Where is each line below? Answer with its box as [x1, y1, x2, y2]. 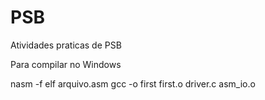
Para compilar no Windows [10, 58, 122, 70]
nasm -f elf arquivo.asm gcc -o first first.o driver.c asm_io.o [10, 77, 256, 90]
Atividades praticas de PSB [10, 39, 122, 51]
